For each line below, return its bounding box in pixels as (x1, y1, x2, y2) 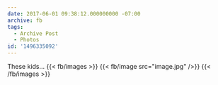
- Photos (13, 37, 40, 44)
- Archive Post (13, 30, 59, 37)
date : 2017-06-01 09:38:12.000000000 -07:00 (7, 10, 141, 18)
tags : (7, 23, 23, 30)
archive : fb (7, 17, 42, 24)
